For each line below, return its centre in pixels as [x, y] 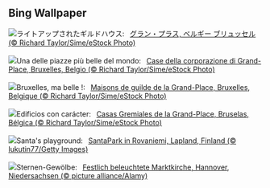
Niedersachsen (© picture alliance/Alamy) [78, 175]
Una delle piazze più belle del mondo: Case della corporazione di [126, 60]
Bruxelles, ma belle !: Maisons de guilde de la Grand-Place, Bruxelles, [133, 87]
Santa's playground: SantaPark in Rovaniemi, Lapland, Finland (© [126, 141]
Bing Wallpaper [48, 13]
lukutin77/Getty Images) [48, 149]
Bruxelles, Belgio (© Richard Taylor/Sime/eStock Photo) [123, 69]
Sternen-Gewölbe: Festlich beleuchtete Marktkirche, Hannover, [123, 167]
